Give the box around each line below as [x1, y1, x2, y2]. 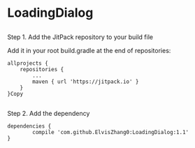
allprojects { [7, 59, 49, 67]
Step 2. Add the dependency [7, 109, 90, 117]
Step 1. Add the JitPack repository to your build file [7, 33, 154, 41]
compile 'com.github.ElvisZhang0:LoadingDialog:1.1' [32, 128, 189, 135]
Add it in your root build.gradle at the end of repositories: [7, 46, 171, 54]
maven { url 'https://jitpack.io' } [32, 78, 139, 85]
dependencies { [7, 122, 52, 130]
